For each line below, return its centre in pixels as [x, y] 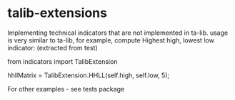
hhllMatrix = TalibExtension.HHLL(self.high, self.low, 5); [89, 75]
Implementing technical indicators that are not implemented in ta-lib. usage [118, 33]
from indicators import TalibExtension [62, 61]
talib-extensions [57, 13]
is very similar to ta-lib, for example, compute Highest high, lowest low [111, 40]
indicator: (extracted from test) [52, 48]
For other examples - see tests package [66, 89]
